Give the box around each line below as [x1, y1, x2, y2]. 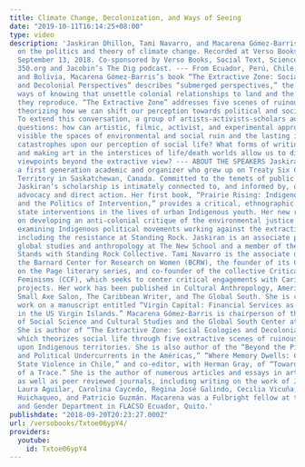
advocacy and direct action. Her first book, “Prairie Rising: [17, 191, 261, 200]
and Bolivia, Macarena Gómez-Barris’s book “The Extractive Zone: [17, 73, 274, 82]
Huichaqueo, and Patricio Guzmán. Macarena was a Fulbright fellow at [17, 393, 290, 402]
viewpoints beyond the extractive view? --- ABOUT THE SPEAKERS [17, 156, 266, 166]
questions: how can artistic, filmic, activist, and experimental [17, 124, 274, 133]
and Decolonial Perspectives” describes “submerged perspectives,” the [17, 81, 295, 90]
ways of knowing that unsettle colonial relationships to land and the [17, 89, 295, 98]
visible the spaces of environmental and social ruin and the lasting [17, 132, 290, 141]
